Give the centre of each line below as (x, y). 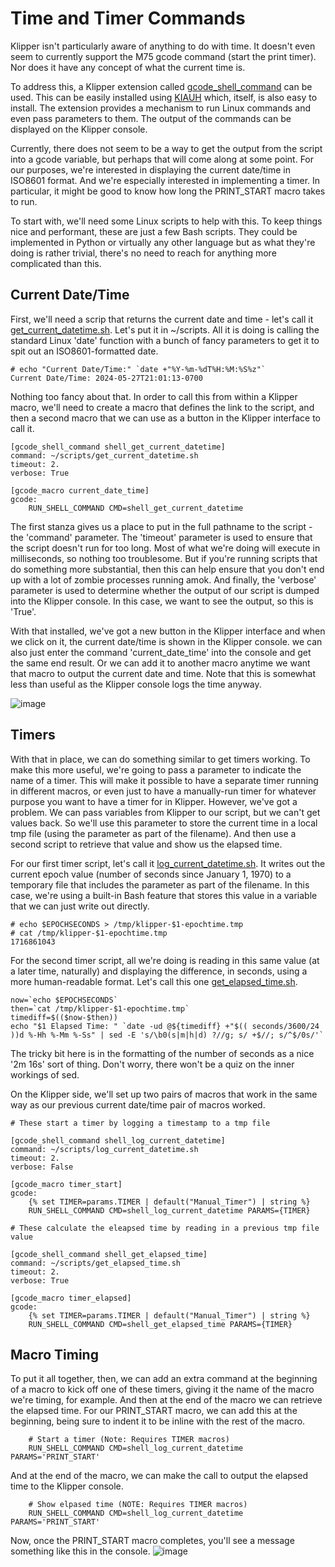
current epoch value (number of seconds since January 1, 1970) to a (151, 874)
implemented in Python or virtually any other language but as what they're (163, 242)
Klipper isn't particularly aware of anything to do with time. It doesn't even (163, 46)
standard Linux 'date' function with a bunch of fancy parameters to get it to (165, 340)
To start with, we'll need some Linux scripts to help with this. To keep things (166, 221)
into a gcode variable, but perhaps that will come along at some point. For (162, 159)
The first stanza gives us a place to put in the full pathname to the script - (161, 526)
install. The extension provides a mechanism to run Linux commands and (161, 108)
